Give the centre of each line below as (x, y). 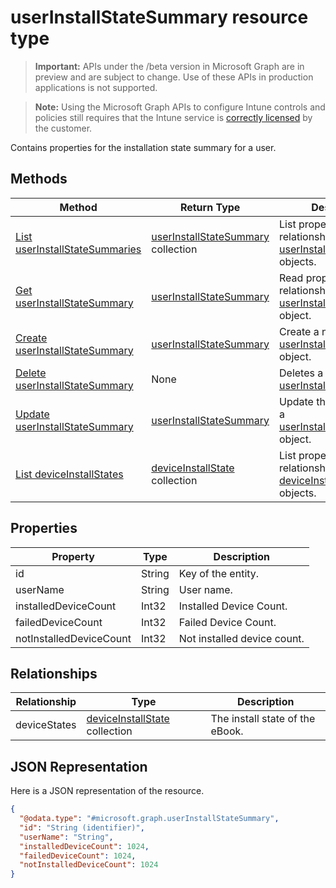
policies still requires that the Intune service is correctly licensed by (173, 117)
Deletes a (301, 373)
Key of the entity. (219, 573)
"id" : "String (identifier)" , (82, 827)
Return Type (210, 207)
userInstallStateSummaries (78, 249)
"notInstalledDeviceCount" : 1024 (89, 865)
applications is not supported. (96, 87)
